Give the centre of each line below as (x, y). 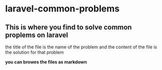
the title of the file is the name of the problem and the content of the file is (81, 47)
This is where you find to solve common (68, 27)
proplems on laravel (37, 35)
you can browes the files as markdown (46, 62)
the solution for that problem (34, 52)
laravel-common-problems (62, 9)
